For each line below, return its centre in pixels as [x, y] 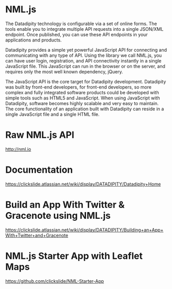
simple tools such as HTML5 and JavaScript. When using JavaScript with [83, 98]
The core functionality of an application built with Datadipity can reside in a [85, 109]
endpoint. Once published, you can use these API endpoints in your [77, 34]
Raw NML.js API [40, 135]
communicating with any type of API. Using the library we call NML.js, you [84, 55]
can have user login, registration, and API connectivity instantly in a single [83, 60]
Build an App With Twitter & [65, 205]
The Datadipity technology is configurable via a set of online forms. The [81, 24]
